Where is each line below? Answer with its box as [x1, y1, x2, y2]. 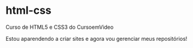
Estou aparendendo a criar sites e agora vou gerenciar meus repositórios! [5, 35, 188, 42]
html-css [5, 4, 52, 17]
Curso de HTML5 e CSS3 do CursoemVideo [5, 23, 114, 31]
